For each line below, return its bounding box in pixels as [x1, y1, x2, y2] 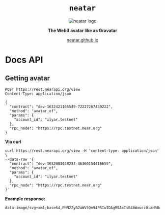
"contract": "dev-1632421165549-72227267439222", [9, 104, 113, 109]
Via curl [5, 139, 22, 144]
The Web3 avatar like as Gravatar [48, 27, 117, 33]
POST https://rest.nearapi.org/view [5, 87, 80, 92]
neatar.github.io [66, 37, 99, 43]
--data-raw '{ [5, 157, 34, 162]
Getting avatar [5, 74, 50, 82]
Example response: [5, 196, 46, 202]
